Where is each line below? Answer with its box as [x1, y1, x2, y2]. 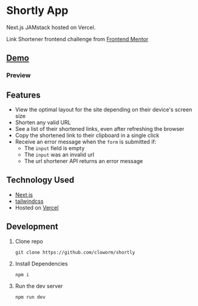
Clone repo [15, 238, 44, 245]
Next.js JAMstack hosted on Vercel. [6, 24, 96, 31]
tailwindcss [15, 198, 44, 205]
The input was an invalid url [24, 151, 95, 158]
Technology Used [6, 175, 75, 185]
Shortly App [6, 4, 69, 18]
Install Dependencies [15, 260, 68, 267]
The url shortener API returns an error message [24, 158, 143, 165]
